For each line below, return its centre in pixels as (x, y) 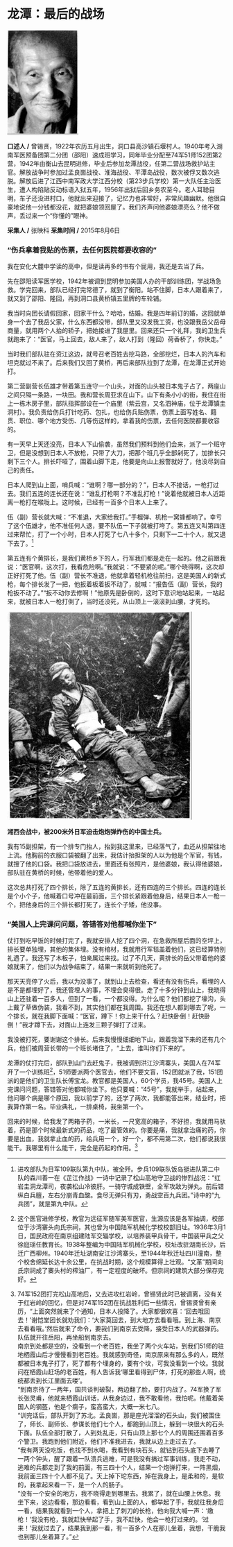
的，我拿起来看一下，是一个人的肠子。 (72, 1485)
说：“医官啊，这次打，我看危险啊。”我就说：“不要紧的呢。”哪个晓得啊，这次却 (116, 567)
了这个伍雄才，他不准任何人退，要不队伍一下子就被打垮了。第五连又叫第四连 (116, 526)
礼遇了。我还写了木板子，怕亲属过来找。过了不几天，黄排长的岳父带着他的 (113, 958)
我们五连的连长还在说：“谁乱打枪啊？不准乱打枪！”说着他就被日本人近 (119, 494)
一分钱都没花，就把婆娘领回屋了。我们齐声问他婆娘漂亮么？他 (119, 207)
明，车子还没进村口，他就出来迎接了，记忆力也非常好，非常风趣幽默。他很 (113, 198)
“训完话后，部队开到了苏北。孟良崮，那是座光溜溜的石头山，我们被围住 (119, 1415)
